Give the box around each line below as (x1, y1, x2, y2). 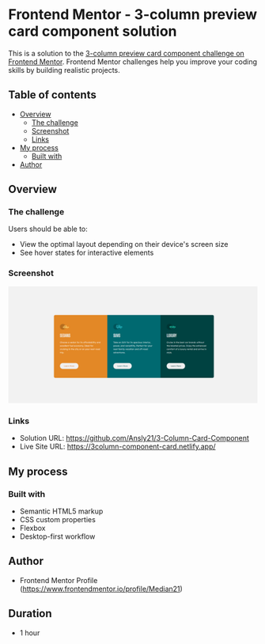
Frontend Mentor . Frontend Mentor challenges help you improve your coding (8, 57, 258, 66)
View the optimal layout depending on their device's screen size (19, 240, 229, 249)
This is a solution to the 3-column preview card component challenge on (8, 48, 245, 58)
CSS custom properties (19, 514, 97, 524)
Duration (8, 607, 53, 620)
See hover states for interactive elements (19, 248, 154, 258)
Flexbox (19, 523, 46, 532)
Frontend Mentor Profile (19, 575, 98, 585)
